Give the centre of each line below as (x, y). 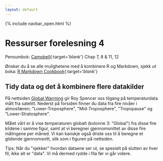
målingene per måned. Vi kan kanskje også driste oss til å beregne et (74, 134)
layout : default (21, 10)
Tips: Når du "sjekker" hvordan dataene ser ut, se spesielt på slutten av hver (81, 148)
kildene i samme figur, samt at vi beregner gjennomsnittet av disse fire (75, 129)
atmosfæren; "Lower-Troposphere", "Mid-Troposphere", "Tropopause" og (79, 109)
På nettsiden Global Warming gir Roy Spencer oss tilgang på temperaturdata (81, 99)
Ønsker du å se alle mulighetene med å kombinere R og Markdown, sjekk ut (81, 66)
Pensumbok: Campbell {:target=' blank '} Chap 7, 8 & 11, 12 (62, 57)
